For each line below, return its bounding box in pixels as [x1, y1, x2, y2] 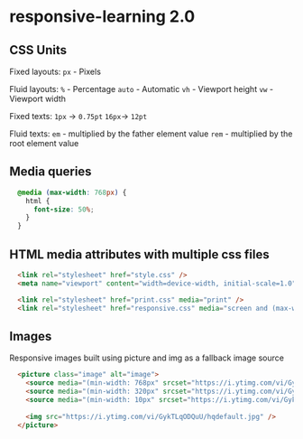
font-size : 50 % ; [32, 205, 95, 214]
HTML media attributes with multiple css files [9, 247, 271, 262]
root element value [9, 138, 79, 148]
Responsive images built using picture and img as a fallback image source [9, 352, 284, 363]
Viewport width [9, 93, 66, 104]
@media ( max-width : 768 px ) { [17, 188, 127, 197]
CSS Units [9, 42, 68, 58]
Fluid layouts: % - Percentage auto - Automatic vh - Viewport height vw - [9, 84, 273, 94]
